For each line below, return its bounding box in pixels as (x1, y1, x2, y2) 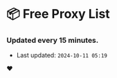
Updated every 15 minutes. (6, 36, 99, 46)
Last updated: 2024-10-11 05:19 (16, 51, 108, 59)
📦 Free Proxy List (6, 6, 110, 22)
